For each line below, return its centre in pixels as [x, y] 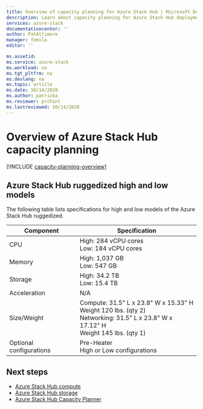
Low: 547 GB [98, 266]
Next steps [27, 372]
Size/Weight [27, 318]
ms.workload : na [27, 68]
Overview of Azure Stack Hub [82, 137]
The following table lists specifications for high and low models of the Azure [101, 210]
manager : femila [27, 40]
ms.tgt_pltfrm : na [29, 73]
